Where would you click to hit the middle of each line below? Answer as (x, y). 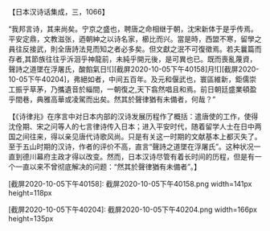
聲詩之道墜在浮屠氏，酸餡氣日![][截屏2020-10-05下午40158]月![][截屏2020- (134, 69)
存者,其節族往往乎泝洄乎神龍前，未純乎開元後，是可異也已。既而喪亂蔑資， (133, 59)
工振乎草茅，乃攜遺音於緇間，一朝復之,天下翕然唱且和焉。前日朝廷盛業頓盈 (133, 89)
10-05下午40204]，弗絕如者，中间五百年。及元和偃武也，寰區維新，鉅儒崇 (133, 79)
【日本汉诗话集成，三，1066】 (59, 12)
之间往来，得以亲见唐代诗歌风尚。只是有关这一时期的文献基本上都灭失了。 (138, 136)
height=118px (30, 193)
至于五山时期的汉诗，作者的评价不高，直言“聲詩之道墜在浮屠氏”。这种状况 (131, 146)
